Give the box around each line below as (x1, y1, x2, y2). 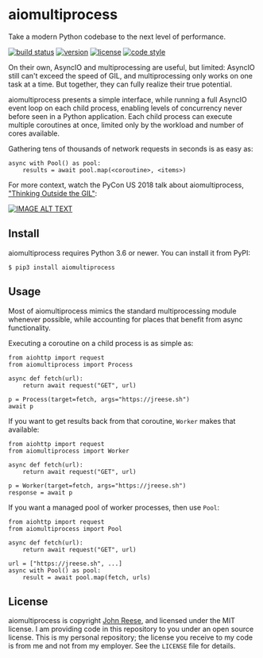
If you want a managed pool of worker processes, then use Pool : (8, 502, 220, 512)
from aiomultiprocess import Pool (8, 525, 123, 533)
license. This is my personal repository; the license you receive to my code (8, 633, 253, 642)
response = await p (8, 488, 73, 497)
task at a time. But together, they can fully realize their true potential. (8, 79, 233, 89)
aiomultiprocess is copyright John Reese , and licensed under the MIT (8, 616, 236, 625)
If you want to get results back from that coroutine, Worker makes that (8, 416, 236, 425)
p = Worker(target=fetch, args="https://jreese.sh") (8, 482, 187, 490)
